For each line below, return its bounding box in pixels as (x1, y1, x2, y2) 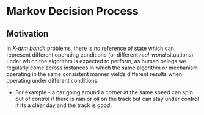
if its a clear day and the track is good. (15, 102, 112, 109)
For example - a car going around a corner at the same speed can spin (15, 89, 194, 96)
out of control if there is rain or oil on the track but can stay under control (15, 96, 199, 102)
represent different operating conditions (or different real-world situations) (6, 51, 194, 58)
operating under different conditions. (6, 77, 99, 84)
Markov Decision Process (6, 4, 139, 18)
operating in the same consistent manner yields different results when (6, 71, 183, 77)
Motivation (6, 29, 49, 39)
